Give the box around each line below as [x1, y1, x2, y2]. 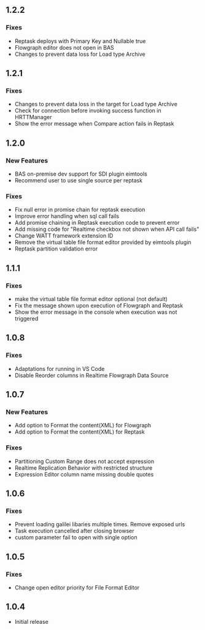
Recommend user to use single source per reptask [14, 177, 142, 184]
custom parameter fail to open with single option [14, 534, 137, 541]
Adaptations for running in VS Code [14, 365, 105, 372]
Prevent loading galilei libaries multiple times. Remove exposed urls [14, 521, 185, 528]
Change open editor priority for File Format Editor [14, 584, 140, 591]
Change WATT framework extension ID [14, 232, 114, 239]
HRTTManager [14, 114, 52, 121]
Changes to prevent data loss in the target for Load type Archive [14, 101, 177, 108]
